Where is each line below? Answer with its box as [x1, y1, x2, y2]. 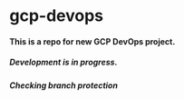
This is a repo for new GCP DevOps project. [9, 35, 176, 46]
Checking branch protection [9, 79, 118, 91]
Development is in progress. [9, 56, 118, 68]
